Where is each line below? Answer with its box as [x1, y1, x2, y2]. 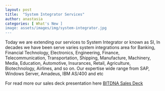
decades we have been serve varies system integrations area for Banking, [5, 45, 156, 50]
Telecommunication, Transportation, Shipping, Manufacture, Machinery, [5, 55, 151, 61]
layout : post [5, 7, 32, 12]
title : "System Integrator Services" [5, 12, 85, 17]
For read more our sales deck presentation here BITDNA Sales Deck [5, 80, 143, 87]
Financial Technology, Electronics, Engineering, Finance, [5, 50, 120, 56]
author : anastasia [5, 16, 43, 21]
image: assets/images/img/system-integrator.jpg [5, 26, 107, 31]
